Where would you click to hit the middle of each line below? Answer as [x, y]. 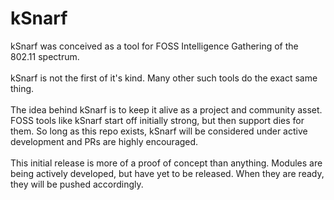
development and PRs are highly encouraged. [104, 141]
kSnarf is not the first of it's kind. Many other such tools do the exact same [164, 78]
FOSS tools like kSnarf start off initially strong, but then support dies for [157, 120]
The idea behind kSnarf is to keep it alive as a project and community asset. [166, 109]
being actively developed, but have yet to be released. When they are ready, [167, 173]
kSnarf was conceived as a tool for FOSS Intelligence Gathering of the [154, 46]
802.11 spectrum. [45, 56]
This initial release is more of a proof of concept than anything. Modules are [166, 163]
